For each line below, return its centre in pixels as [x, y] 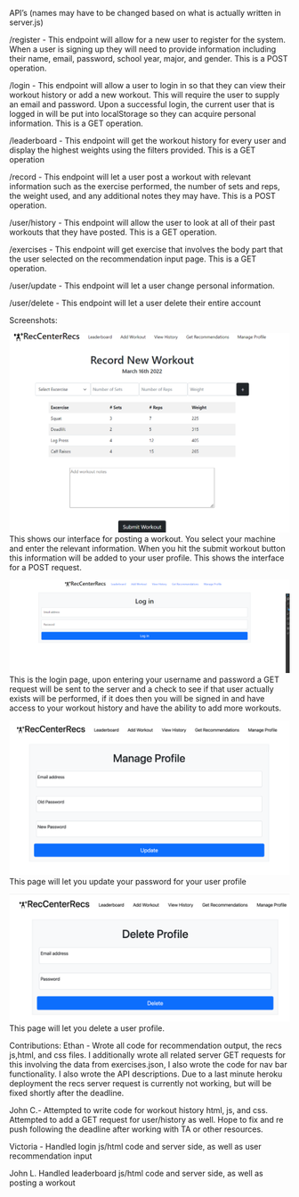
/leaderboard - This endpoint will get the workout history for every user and [148, 141]
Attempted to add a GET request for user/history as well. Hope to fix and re [146, 1119]
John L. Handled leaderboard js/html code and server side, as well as [137, 1173]
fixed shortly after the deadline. [67, 1093]
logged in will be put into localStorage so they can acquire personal [133, 114]
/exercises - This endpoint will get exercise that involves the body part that [146, 249]
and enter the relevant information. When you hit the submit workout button [148, 548]
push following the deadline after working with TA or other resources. [137, 1129]
